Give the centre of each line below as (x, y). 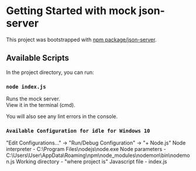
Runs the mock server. (33, 99)
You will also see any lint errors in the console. (62, 116)
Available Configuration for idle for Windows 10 (78, 131)
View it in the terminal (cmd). (41, 105)
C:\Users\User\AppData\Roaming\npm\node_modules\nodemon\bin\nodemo (98, 155)
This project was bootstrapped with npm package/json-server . (81, 39)
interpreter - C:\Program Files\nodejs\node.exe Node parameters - (86, 149)
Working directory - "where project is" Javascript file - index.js (92, 162)
